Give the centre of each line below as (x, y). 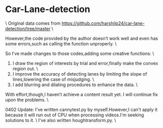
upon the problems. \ (27, 100)
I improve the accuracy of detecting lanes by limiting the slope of (80, 74)
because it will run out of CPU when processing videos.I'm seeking (75, 115)
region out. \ (25, 69)
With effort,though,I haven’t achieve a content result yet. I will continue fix (82, 94)
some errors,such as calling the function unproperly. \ (61, 43)
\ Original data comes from (33, 23)
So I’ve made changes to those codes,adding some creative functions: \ (80, 53)
